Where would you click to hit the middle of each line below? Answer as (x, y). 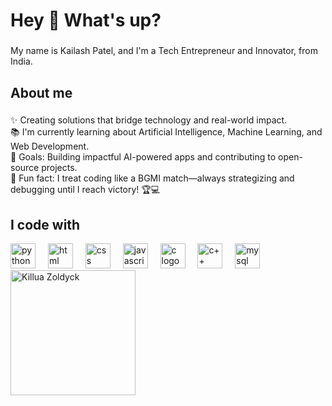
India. (21, 61)
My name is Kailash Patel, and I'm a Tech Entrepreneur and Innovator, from (164, 51)
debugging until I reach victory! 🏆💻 (85, 190)
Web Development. (50, 146)
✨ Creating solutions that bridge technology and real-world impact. (149, 120)
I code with (45, 224)
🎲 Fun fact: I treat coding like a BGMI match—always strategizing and (152, 178)
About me (41, 92)
